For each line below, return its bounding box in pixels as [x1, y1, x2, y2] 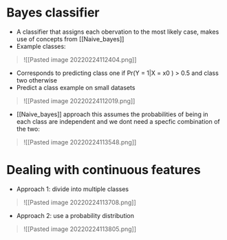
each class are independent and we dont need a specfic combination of [16, 117, 221, 125]
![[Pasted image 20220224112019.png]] [23, 96, 136, 105]
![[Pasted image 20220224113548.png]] [23, 138, 137, 146]
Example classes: [16, 42, 66, 50]
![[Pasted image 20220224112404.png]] [23, 55, 137, 63]
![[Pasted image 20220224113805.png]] [23, 225, 137, 233]
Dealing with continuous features [6, 162, 201, 178]
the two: [16, 124, 41, 133]
